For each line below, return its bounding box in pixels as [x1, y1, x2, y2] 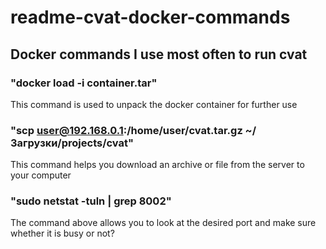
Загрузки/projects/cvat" [10, 136, 135, 150]
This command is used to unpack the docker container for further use [10, 98, 298, 110]
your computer [10, 169, 72, 181]
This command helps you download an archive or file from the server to [10, 159, 305, 171]
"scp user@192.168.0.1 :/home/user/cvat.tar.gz [10, 123, 243, 137]
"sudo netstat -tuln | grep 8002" [10, 194, 172, 208]
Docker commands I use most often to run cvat [10, 46, 308, 63]
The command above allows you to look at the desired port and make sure [10, 217, 317, 229]
